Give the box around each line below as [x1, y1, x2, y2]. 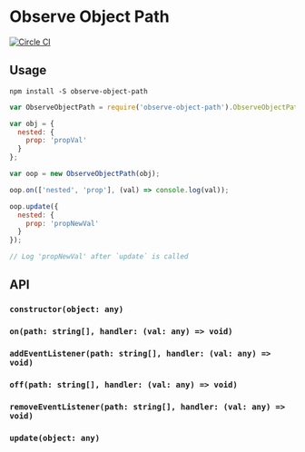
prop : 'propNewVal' [25, 219, 100, 228]
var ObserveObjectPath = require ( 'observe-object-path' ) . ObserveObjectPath [9, 103, 302, 112]
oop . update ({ [9, 201, 59, 211]
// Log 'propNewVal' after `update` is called [9, 252, 189, 261]
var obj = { [9, 119, 54, 128]
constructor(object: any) [9, 304, 124, 315]
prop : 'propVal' [25, 136, 88, 145]
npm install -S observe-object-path [9, 86, 148, 96]
